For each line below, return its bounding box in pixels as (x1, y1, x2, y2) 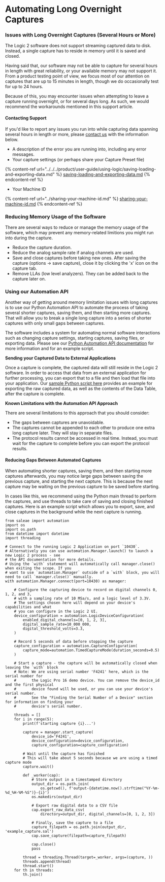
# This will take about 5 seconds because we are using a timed (23, 756, 158, 761)
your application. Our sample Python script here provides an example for (5, 381, 153, 387)
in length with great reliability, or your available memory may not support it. (5, 68, 158, 74)
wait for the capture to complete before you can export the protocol (12, 440, 150, 447)
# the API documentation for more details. (5, 557, 96, 563)
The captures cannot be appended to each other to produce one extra (12, 425, 155, 431)
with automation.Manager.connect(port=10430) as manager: (5, 579, 127, 584)
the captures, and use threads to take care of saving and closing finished (5, 498, 154, 504)
